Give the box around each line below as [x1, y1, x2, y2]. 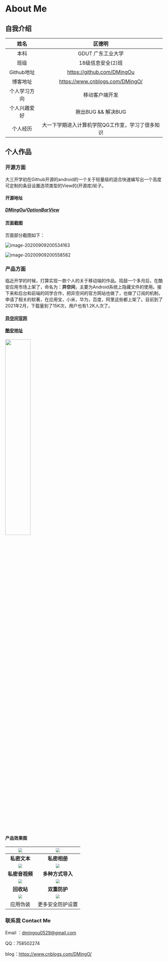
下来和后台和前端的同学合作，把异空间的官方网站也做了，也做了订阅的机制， [5, 290, 163, 296]
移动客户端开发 [83, 91, 118, 98]
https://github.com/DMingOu [67, 69, 135, 75]
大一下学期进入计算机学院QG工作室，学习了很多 [41, 121, 155, 128]
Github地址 [9, 69, 35, 76]
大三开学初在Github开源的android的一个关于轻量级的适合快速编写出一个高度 [5, 176, 161, 182]
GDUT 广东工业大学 [77, 50, 124, 57]
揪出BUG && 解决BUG [75, 108, 126, 115]
